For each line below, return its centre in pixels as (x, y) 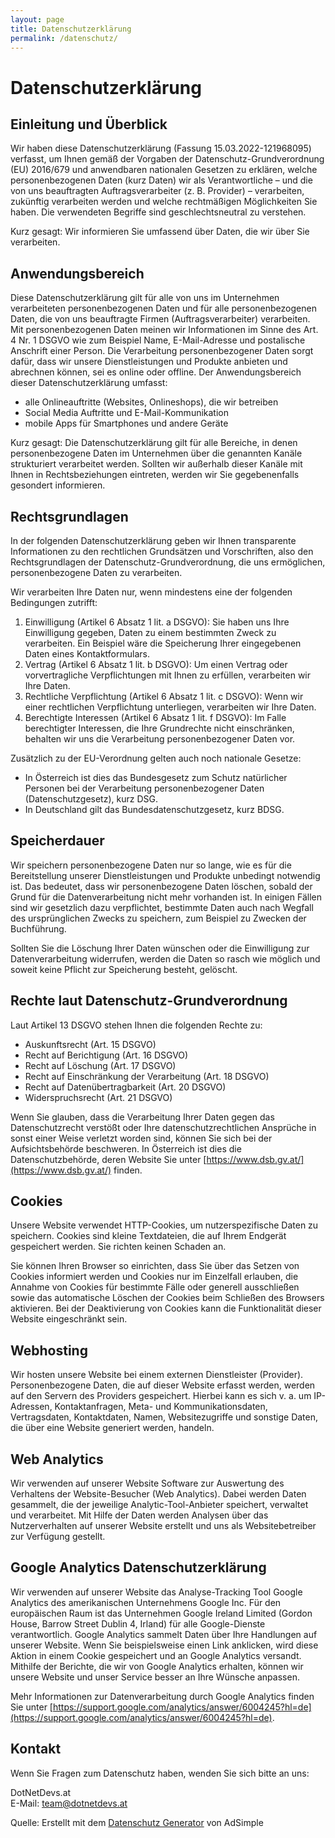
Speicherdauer (57, 841)
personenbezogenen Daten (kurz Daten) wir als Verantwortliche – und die (161, 180)
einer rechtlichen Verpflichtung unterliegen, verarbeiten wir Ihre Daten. (170, 707)
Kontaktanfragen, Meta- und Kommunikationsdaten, (161, 1407)
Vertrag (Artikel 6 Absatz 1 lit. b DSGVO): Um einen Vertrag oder (156, 664)
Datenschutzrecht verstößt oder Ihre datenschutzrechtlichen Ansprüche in (163, 1127)
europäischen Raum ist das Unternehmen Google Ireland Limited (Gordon (161, 1613)
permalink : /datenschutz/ (64, 38)
